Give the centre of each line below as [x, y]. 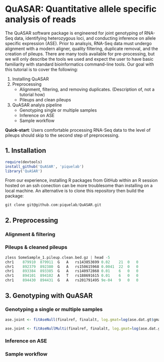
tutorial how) [32, 95]
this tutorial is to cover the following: [41, 69]
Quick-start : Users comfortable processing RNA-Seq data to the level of [78, 130]
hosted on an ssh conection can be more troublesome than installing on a [79, 186]
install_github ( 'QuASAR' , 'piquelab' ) [44, 167]
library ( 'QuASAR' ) [24, 171]
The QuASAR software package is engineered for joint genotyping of [74, 33]
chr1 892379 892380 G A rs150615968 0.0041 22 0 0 [72, 266]
